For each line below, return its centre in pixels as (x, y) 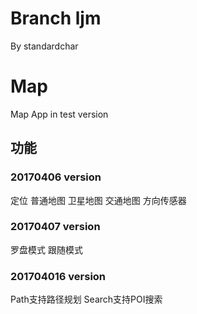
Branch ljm (56, 18)
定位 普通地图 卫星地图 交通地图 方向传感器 (98, 200)
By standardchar (44, 46)
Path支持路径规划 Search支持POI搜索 (86, 299)
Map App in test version (59, 114)
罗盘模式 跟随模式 (46, 249)
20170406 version (56, 177)
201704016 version (58, 276)
